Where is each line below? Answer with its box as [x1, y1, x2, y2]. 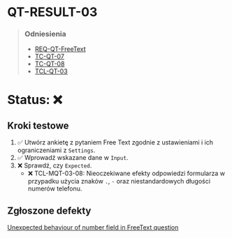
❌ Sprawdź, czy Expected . [17, 161, 92, 170]
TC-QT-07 [34, 52, 65, 61]
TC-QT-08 [34, 60, 65, 68]
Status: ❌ [7, 91, 63, 107]
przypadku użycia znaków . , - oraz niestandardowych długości [27, 177, 211, 186]
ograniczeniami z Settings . [17, 146, 96, 154]
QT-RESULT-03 [7, 4, 98, 20]
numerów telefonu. [27, 184, 82, 193]
